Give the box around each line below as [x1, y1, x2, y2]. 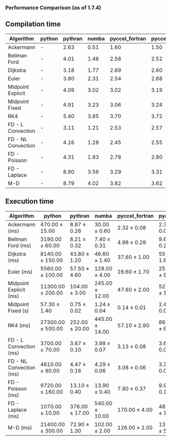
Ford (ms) [8, 242, 32, 249]
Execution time [5, 197, 54, 206]
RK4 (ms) [8, 321, 31, 329]
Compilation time [5, 20, 61, 29]
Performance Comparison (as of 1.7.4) [5, 4, 101, 11]
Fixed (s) [8, 307, 30, 314]
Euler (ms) [8, 268, 33, 275]
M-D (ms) [8, 424, 32, 431]
